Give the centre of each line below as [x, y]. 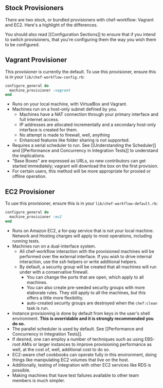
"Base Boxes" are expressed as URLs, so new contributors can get [79, 161]
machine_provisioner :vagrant [40, 90]
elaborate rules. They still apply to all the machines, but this [86, 292]
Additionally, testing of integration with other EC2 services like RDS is [81, 365]
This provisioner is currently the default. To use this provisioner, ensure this [81, 71]
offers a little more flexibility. [55, 298]
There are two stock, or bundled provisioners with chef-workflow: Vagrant [79, 19]
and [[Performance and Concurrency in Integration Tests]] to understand [85, 151]
